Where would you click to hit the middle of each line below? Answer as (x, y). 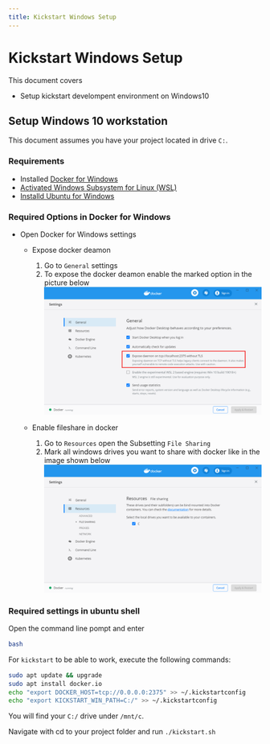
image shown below (77, 461)
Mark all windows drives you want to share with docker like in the (152, 452)
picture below (67, 283)
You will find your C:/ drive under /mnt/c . (76, 716)
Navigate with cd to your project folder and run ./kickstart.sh (112, 732)
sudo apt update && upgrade (55, 675)
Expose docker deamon (71, 250)
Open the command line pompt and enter (76, 628)
